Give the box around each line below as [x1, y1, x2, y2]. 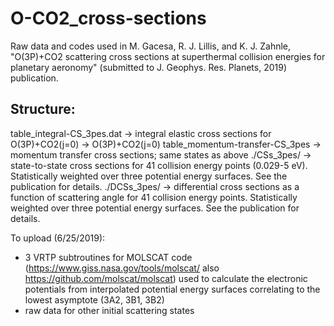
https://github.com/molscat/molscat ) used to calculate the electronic [24, 272, 308, 284]
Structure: [10, 101, 76, 118]
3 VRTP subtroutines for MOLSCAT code [24, 251, 193, 263]
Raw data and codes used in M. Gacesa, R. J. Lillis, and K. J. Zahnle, [10, 40, 292, 52]
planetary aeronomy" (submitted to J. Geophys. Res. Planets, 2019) [10, 61, 288, 73]
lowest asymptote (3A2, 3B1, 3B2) [24, 293, 165, 306]
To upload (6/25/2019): [10, 232, 106, 244]
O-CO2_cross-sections [10, 7, 207, 30]
